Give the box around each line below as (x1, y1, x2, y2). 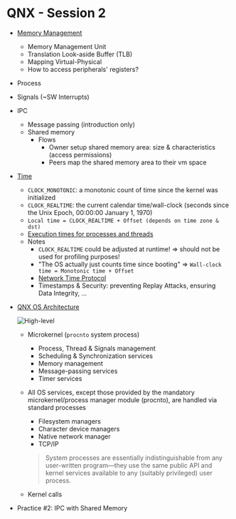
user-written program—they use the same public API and (45, 461, 213, 469)
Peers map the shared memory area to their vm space (48, 158, 207, 167)
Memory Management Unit (27, 42, 107, 51)
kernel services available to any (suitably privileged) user (45, 468, 213, 477)
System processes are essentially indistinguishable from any (45, 454, 223, 462)
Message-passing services (38, 367, 118, 375)
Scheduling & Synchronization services (38, 351, 154, 360)
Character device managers (38, 424, 120, 433)
